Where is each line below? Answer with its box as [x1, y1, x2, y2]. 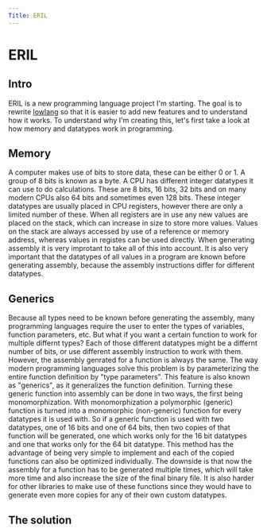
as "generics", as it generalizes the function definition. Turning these [8, 380, 233, 390]
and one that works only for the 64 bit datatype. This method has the [8, 440, 234, 449]
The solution [8, 513, 72, 526]
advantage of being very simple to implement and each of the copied [8, 448, 234, 457]
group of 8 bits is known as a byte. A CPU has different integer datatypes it [8, 176, 254, 186]
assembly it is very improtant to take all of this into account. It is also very [8, 244, 249, 253]
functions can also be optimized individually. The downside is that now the [8, 457, 253, 466]
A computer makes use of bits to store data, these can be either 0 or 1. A [8, 168, 246, 177]
